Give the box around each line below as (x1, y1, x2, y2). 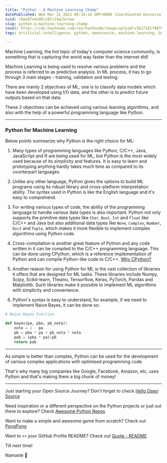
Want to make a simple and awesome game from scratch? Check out (5, 418, 146, 424)
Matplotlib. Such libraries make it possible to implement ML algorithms (12, 282, 157, 288)
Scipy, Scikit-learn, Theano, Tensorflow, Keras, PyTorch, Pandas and (12, 277, 153, 283)
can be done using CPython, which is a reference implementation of (12, 251, 152, 257)
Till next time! (5, 443, 33, 449)
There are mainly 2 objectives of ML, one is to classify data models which (5, 84, 156, 90)
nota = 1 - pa (14, 326, 43, 331)
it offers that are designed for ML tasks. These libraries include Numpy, (12, 271, 158, 277)
